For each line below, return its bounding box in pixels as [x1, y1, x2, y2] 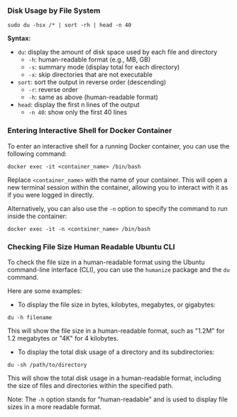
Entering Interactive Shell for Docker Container [7, 126, 172, 136]
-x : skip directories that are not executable [28, 70, 153, 79]
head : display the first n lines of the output [17, 101, 140, 109]
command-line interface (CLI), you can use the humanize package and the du [7, 265, 231, 274]
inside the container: [7, 212, 67, 220]
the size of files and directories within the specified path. [7, 381, 174, 389]
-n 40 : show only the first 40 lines [28, 108, 128, 117]
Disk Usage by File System [7, 6, 101, 16]
